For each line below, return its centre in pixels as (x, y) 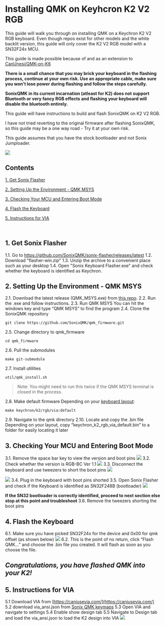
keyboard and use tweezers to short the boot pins (56, 470)
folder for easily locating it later (37, 430)
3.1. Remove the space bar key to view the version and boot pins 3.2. (78, 458)
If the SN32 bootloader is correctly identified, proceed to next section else (83, 496)
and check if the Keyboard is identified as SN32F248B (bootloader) (73, 486)
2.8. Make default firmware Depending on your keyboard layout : (70, 401)
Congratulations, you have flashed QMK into (75, 566)
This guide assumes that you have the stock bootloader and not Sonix (76, 138)
